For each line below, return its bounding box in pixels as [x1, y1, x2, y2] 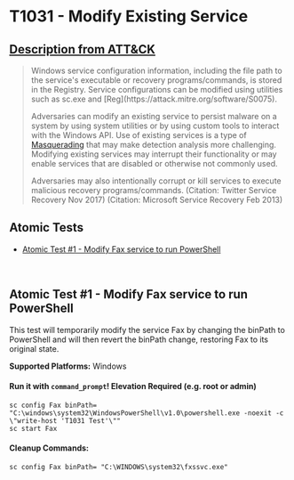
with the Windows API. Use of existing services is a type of [30, 130, 247, 140]
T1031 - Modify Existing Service [9, 6, 249, 27]
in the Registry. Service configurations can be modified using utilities [30, 85, 283, 94]
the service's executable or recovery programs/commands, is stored [30, 75, 282, 85]
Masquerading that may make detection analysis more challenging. [30, 140, 277, 150]
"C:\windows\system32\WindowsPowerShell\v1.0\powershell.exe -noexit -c [9, 408, 284, 418]
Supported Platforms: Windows [9, 361, 127, 371]
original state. [9, 343, 60, 354]
